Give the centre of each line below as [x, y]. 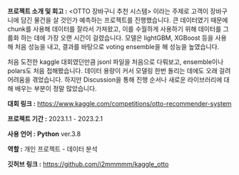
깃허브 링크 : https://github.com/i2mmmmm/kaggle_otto [88, 164]
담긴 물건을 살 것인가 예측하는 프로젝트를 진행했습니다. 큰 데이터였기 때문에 [124, 20]
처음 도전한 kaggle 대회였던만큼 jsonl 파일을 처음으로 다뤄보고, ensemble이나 [116, 62]
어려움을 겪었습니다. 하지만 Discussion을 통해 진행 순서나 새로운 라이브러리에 [115, 80]
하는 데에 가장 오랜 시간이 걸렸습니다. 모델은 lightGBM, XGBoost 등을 [117, 38]
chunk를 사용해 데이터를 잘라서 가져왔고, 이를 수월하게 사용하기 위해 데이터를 [115, 29]
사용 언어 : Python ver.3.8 [44, 134]
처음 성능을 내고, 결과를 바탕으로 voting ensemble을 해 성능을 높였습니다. [117, 47]
